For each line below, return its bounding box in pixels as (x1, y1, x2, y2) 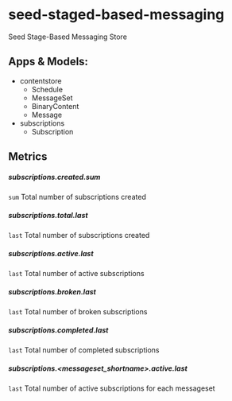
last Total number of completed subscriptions (8, 345, 160, 355)
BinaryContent (31, 101, 79, 111)
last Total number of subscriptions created (8, 231, 150, 240)
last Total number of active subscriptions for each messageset (8, 383, 216, 393)
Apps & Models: (8, 55, 89, 68)
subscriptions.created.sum (8, 172, 101, 181)
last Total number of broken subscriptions (8, 307, 148, 317)
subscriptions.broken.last (8, 286, 97, 296)
